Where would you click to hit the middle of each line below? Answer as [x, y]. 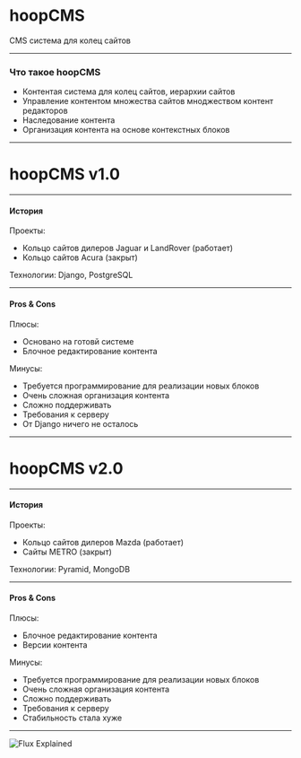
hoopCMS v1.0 [65, 174]
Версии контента [55, 645]
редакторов [45, 111]
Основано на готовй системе [78, 341]
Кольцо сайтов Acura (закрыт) [80, 257]
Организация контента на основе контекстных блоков [126, 130]
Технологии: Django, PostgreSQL [71, 275]
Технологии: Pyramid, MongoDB [70, 569]
